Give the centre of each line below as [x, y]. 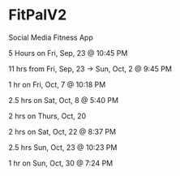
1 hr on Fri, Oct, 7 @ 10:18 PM [57, 84]
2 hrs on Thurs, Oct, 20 [47, 116]
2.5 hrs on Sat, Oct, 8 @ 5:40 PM [64, 100]
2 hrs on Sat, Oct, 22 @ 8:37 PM [62, 131]
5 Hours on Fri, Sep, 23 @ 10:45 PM [68, 53]
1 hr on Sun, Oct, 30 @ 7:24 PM [61, 163]
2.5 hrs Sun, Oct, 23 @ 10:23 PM [63, 147]
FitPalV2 [38, 15]
